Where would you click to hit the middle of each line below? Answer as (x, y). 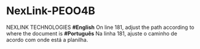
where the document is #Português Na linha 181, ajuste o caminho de (92, 33)
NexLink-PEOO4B (51, 11)
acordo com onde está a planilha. (47, 40)
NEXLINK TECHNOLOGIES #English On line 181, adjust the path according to (100, 27)
